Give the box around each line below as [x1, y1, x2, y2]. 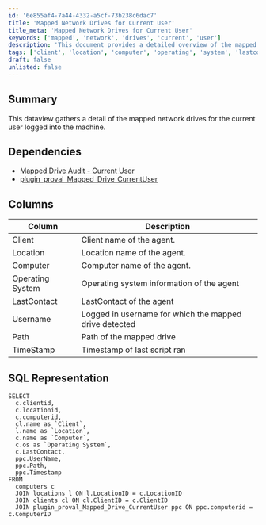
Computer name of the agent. [81, 260, 192, 271]
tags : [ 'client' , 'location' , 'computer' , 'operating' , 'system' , [8, 48, 232, 56]
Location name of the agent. [81, 247, 186, 259]
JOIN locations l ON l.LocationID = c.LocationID [15, 489, 182, 497]
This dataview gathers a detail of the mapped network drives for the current [8, 113, 256, 123]
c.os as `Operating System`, [15, 441, 112, 449]
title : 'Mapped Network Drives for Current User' [8, 19, 176, 27]
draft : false [8, 56, 51, 64]
